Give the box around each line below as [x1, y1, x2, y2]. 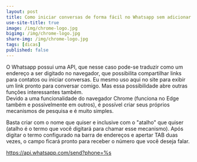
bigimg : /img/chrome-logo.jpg [6, 31, 81, 37]
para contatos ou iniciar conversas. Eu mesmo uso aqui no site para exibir [6, 76, 186, 83]
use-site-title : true [6, 20, 60, 25]
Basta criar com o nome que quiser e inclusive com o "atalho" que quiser [6, 119, 184, 126]
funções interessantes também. [6, 88, 83, 95]
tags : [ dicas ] [6, 42, 41, 48]
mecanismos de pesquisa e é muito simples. [6, 107, 114, 114]
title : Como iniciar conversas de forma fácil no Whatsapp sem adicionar [6, 14, 192, 20]
